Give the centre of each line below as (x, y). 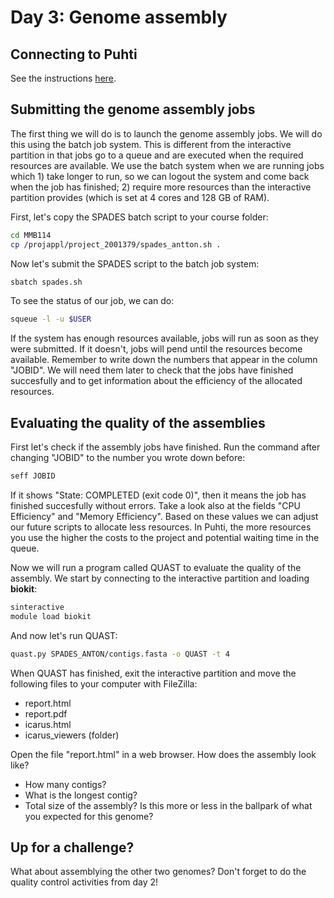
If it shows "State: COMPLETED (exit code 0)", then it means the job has (158, 495)
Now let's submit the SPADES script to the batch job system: (135, 263)
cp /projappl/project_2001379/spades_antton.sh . (116, 244)
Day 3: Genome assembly (119, 17)
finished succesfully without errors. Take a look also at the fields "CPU (155, 505)
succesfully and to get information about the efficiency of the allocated (156, 381)
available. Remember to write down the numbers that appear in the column (164, 360)
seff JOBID (33, 476)
